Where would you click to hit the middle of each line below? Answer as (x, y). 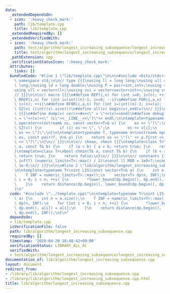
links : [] (25, 71)
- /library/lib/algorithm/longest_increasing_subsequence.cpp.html (78, 279)
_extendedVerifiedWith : (35, 39)
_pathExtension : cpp (31, 57)
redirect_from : (21, 269)
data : (11, 10)
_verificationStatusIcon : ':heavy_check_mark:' (61, 62)
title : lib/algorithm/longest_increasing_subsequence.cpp (68, 283)
